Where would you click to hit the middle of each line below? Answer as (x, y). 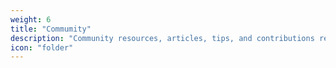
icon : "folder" (42, 47)
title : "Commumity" (51, 29)
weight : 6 (31, 19)
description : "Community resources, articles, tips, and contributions (162, 38)
